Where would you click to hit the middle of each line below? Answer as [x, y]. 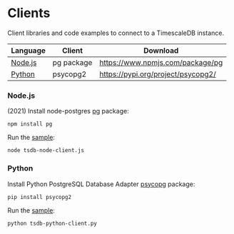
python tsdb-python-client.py [52, 223]
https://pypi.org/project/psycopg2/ [158, 74]
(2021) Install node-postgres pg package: [68, 111]
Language [29, 50]
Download [161, 50]
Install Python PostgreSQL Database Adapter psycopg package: [101, 184]
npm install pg [30, 124]
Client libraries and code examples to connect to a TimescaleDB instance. [116, 33]
